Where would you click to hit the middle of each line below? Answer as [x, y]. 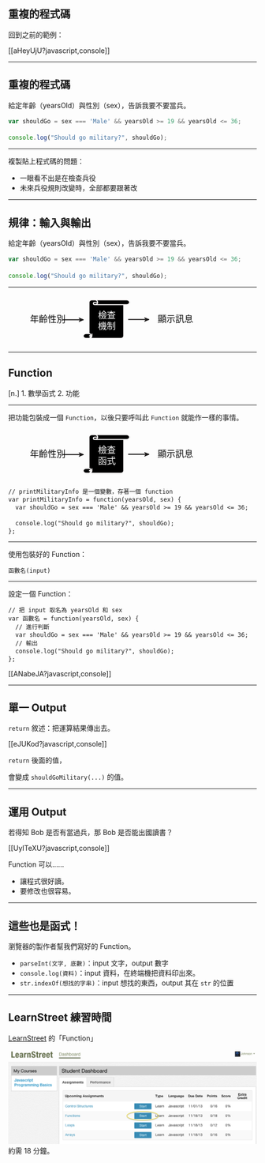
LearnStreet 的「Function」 [53, 1038]
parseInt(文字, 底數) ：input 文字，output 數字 [94, 963]
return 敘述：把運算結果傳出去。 [61, 728]
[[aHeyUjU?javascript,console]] [59, 51]
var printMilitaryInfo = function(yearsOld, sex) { [95, 499]
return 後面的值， [37, 760]
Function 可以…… [36, 864]
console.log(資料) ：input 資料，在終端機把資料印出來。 [109, 973]
